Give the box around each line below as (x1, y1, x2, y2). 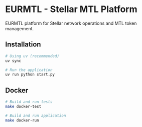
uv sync (5, 58, 22, 63)
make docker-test (5, 104, 42, 109)
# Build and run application (5, 113, 66, 118)
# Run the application (5, 67, 53, 73)
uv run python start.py (5, 72, 55, 77)
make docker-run (5, 117, 39, 123)
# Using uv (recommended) (5, 53, 59, 58)
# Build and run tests (5, 99, 53, 104)
